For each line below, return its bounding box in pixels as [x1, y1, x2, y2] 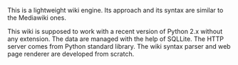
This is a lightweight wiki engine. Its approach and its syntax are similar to [7, 6, 224, 14]
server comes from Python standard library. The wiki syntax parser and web [7, 42, 231, 50]
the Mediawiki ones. [7, 13, 66, 22]
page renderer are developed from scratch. [7, 49, 135, 58]
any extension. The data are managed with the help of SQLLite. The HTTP [7, 35, 224, 43]
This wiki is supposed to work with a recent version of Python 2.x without [7, 28, 223, 35]
